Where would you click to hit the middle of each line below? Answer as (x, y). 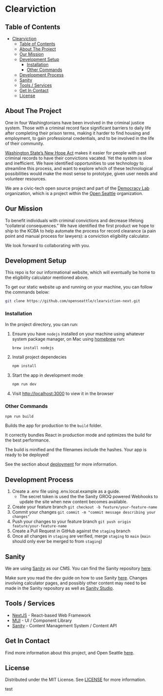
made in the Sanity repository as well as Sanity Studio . (60, 588)
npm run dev (24, 384)
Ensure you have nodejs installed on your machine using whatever (78, 334)
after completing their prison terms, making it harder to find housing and (77, 133)
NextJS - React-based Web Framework (52, 615)
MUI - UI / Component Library (42, 620)
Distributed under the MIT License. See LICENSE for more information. (76, 680)
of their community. (25, 143)
